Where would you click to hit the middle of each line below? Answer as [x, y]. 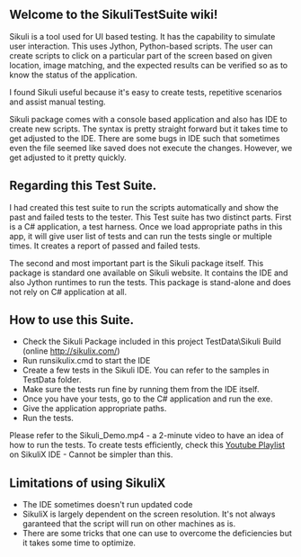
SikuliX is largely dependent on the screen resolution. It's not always [149, 514]
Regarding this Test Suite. [83, 186]
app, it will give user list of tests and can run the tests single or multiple [141, 236]
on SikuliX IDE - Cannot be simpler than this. [91, 454]
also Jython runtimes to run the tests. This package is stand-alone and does [150, 282]
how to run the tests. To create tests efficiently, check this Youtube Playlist [147, 445]
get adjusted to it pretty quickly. [68, 157]
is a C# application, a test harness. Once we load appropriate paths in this [146, 226]
